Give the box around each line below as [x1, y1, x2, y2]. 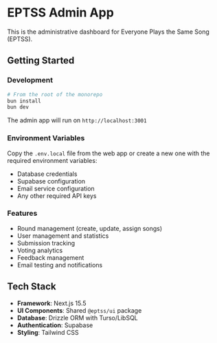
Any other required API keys [16, 191, 97, 200]
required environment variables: [7, 156, 98, 164]
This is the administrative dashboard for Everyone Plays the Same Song [7, 27, 209, 36]
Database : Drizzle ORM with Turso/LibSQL [16, 313, 139, 322]
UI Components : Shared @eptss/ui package [16, 306, 142, 314]
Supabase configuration [16, 177, 86, 185]
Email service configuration [16, 184, 95, 192]
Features [7, 208, 38, 218]
